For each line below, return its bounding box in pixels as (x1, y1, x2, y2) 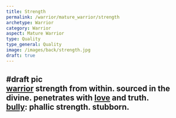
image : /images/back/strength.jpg (6, 47, 91, 53)
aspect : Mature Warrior (6, 31, 65, 37)
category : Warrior (6, 25, 51, 31)
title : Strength (6, 8, 46, 15)
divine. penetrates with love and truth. (6, 93, 150, 103)
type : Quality (6, 36, 41, 42)
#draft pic (6, 74, 43, 84)
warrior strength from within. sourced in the (6, 84, 171, 94)
